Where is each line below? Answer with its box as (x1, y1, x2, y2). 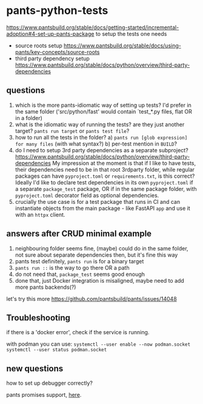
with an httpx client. (15, 210, 65, 218)
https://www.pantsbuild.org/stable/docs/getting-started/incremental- (6, 24, 179, 31)
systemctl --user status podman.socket (6, 347, 107, 353)
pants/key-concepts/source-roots (15, 48, 100, 55)
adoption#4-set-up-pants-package (6, 30, 95, 37)
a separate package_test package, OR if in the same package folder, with (15, 185, 197, 192)
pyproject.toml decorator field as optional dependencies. (15, 192, 159, 199)
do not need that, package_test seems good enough (15, 271, 145, 278)
